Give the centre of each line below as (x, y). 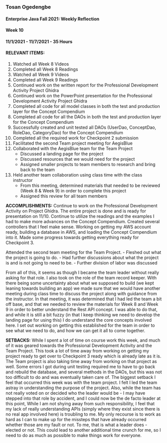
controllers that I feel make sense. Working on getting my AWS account (78, 227)
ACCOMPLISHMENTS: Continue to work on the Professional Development (82, 205)
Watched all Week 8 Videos (41, 64)
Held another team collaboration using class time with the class (78, 175)
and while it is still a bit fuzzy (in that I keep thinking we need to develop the (83, 315)
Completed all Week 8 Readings (45, 69)
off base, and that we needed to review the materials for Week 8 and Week (82, 304)
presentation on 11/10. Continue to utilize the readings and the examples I (80, 216)
